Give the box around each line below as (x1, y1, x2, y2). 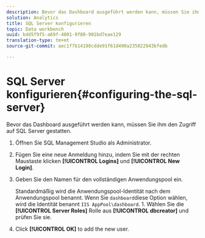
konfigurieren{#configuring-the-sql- (6, 88, 198, 101)
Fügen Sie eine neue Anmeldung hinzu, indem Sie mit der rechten (15, 151, 180, 158)
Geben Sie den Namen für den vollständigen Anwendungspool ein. (15, 175, 183, 183)
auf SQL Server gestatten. (6, 127, 72, 134)
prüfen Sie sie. (15, 213, 52, 220)
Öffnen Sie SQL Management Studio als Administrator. (15, 139, 152, 146)
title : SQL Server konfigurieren (6, 20, 92, 26)
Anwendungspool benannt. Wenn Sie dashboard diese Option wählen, (15, 193, 188, 201)
